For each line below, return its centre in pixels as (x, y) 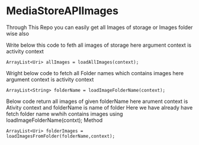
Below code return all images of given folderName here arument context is (97, 101)
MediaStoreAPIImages (62, 11)
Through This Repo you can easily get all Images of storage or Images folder (99, 27)
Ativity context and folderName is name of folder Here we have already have (99, 107)
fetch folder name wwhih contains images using (65, 114)
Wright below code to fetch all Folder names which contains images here (95, 73)
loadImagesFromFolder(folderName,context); (61, 136)
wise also (18, 33)
